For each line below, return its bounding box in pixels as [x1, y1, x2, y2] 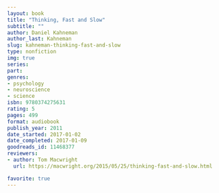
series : [7, 61, 29, 68]
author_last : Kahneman [7, 36, 72, 42]
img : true [7, 55, 36, 62]
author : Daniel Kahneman [7, 29, 78, 36]
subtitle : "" [7, 23, 44, 29]
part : [7, 67, 23, 74]
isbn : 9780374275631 [7, 99, 66, 106]
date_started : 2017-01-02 [7, 131, 81, 138]
